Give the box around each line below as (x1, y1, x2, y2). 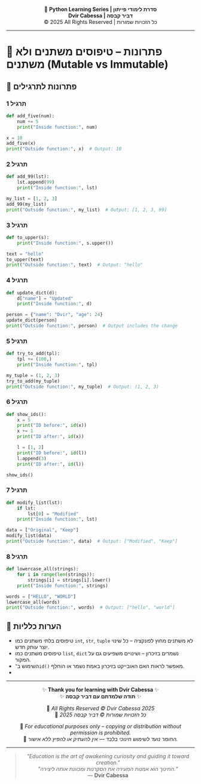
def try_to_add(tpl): (6, 351, 60, 357)
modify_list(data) (6, 533, 52, 539)
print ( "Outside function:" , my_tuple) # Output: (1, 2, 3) (6, 384, 160, 390)
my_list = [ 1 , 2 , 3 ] (6, 196, 58, 202)
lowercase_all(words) (6, 599, 60, 605)
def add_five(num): (6, 113, 55, 119)
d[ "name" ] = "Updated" (17, 295, 74, 302)
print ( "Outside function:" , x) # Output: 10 (6, 146, 121, 152)
